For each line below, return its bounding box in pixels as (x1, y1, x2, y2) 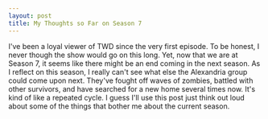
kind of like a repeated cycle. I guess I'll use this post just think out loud (8, 92, 245, 102)
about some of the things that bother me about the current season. (8, 101, 230, 111)
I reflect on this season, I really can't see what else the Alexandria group (8, 67, 248, 76)
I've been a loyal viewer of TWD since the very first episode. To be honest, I (8, 41, 260, 51)
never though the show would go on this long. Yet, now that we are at (8, 50, 239, 59)
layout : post (8, 11, 52, 20)
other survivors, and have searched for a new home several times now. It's (8, 84, 256, 93)
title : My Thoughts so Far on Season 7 (8, 19, 142, 27)
